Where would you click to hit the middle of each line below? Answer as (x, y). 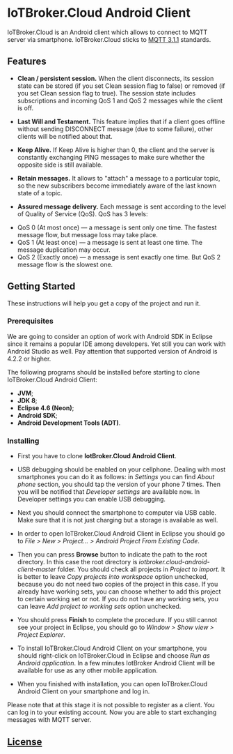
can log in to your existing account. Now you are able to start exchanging (112, 712)
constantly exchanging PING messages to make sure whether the (111, 157)
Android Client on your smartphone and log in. (83, 691)
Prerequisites (30, 321)
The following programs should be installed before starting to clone (104, 372)
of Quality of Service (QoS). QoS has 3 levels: (82, 213)
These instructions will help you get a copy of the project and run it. (104, 303)
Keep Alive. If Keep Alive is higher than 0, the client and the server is (116, 150)
